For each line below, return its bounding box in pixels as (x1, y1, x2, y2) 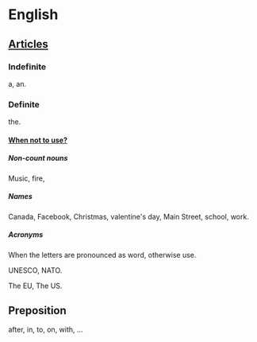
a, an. (8, 79, 26, 88)
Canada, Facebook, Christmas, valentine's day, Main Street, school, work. (8, 212, 250, 221)
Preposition (8, 304, 67, 317)
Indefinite (8, 61, 47, 72)
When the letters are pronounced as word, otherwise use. (8, 250, 197, 259)
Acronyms (8, 230, 44, 239)
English (8, 6, 59, 24)
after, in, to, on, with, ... (8, 325, 83, 335)
